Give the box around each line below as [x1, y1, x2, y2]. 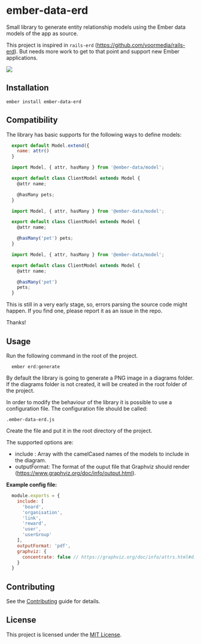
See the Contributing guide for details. [6, 598, 100, 605]
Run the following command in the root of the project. [6, 352, 138, 359]
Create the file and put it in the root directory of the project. [6, 427, 153, 434]
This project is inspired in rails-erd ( [6, 41, 98, 49]
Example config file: [6, 481, 57, 488]
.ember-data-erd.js [6, 417, 55, 423]
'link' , [22, 515, 42, 521]
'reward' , [22, 520, 47, 526]
